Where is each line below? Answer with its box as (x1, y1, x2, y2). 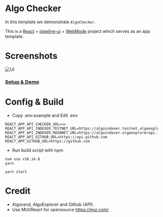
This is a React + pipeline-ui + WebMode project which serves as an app (5, 28, 150, 34)
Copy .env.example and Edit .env (12, 112, 78, 118)
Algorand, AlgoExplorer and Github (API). (12, 201, 95, 207)
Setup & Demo (5, 78, 40, 85)
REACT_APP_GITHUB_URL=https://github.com (5, 139, 90, 143)
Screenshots (5, 50, 58, 62)
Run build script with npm (12, 147, 64, 153)
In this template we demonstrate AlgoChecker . (5, 19, 96, 25)
